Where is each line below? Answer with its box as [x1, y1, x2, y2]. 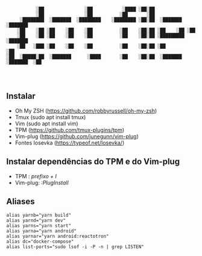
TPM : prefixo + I [14, 172, 57, 180]
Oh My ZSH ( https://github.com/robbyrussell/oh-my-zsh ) [14, 107, 157, 114]
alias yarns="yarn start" [6, 223, 71, 229]
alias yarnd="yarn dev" [6, 217, 66, 223]
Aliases [6, 196, 35, 207]
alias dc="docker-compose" [6, 239, 74, 245]
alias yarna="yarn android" [6, 228, 77, 234]
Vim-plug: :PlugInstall [14, 179, 69, 186]
